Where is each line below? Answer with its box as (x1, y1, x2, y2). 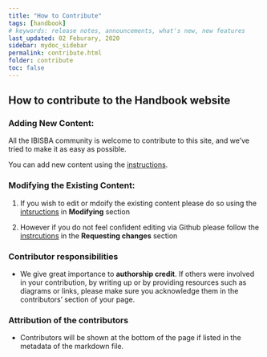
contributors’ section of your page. (19, 294, 136, 305)
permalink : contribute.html (8, 49, 103, 57)
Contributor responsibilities (8, 250, 119, 262)
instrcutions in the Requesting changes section (19, 230, 178, 241)
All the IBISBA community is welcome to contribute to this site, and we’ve (8, 136, 250, 145)
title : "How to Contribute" (8, 11, 103, 20)
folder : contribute (8, 57, 74, 65)
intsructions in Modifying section (19, 206, 131, 217)
